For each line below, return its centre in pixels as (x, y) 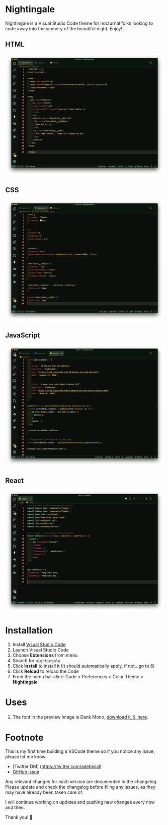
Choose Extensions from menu (45, 655)
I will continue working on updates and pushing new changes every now (80, 802)
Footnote (24, 738)
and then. (15, 807)
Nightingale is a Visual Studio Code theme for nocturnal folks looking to (79, 23)
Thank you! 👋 (19, 817)
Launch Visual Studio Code (40, 650)
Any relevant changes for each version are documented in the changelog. (81, 782)
